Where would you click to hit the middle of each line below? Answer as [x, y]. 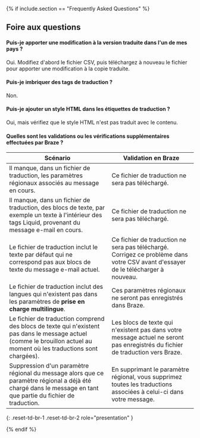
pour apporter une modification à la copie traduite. [68, 69]
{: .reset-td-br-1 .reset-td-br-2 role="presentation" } [70, 418]
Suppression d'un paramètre [49, 366]
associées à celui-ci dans [148, 392]
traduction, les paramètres [46, 175]
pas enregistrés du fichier [147, 345]
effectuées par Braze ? [35, 142]
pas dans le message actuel [48, 334]
